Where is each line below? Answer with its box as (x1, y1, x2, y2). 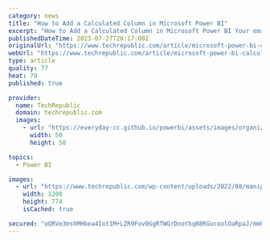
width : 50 (29, 131, 63, 139)
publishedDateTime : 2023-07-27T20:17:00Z (8, 34, 149, 43)
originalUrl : (8, 42, 52, 50)
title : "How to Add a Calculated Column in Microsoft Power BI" (8, 19, 228, 27)
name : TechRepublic (15, 101, 81, 110)
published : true (8, 79, 63, 87)
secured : (8, 219, 38, 228)
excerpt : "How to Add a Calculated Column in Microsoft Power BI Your (8, 27, 250, 35)
